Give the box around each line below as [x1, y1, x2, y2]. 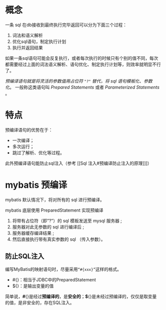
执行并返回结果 [12, 44, 43, 50]
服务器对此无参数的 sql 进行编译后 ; [12, 223, 84, 230]
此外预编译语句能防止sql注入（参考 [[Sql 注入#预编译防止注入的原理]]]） [5, 160, 152, 166]
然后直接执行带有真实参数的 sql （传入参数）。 [12, 236, 106, 242]
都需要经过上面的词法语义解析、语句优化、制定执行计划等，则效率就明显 [5, 61, 152, 67]
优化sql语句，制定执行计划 [12, 38, 67, 44]
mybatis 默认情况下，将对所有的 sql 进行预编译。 [5, 196, 105, 203]
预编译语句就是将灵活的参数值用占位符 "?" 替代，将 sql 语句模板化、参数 [5, 78, 153, 84]
